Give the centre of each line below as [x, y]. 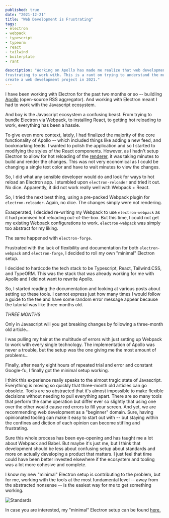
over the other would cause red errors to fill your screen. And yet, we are [81, 407]
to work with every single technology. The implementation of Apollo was [80, 344]
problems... [17, 355]
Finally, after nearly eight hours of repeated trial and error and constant [79, 365]
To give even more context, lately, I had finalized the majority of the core [80, 135]
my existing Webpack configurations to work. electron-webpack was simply [83, 223]
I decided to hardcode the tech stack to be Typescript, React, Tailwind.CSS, [83, 268]
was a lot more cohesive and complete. [46, 464]
